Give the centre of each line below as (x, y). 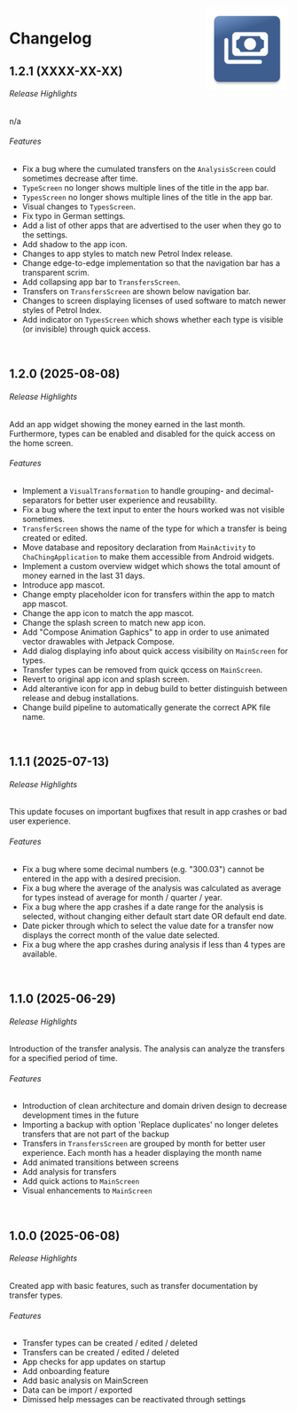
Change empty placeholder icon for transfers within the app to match (148, 594)
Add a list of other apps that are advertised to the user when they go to (152, 225)
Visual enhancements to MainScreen (87, 1191)
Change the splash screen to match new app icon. (114, 622)
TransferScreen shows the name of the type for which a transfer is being (154, 528)
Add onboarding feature (66, 1371)
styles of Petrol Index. (62, 310)
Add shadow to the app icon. (74, 244)
